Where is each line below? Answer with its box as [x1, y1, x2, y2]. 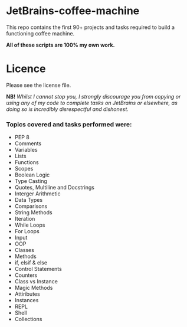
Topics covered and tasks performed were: [6, 120, 132, 128]
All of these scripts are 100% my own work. [6, 41, 115, 48]
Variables [14, 146, 38, 153]
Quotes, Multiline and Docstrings [14, 184, 94, 191]
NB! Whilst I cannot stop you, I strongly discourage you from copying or [6, 93, 181, 100]
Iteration [14, 215, 35, 223]
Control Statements [14, 266, 62, 273]
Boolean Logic [14, 171, 50, 178]
